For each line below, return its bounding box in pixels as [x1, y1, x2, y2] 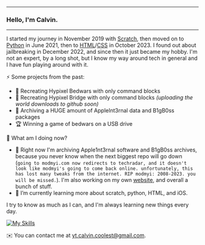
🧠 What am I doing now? [6, 134, 68, 142]
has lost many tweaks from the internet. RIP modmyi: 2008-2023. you [15, 171, 196, 177]
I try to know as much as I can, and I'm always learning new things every [6, 201, 189, 208]
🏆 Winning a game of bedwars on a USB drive [15, 120, 133, 128]
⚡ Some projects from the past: [6, 73, 85, 81]
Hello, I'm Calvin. [6, 15, 58, 24]
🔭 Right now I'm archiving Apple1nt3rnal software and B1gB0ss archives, [15, 146, 197, 153]
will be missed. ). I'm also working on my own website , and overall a [15, 177, 189, 184]
